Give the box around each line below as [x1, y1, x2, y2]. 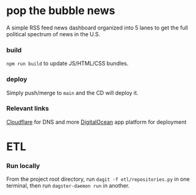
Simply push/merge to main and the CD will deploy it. [6, 89, 139, 96]
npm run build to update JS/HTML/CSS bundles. [6, 59, 129, 67]
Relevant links [6, 104, 49, 113]
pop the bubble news [6, 4, 115, 18]
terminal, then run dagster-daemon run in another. [6, 182, 130, 189]
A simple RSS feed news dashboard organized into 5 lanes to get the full [6, 24, 188, 31]
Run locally [6, 161, 40, 170]
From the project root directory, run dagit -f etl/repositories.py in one [6, 175, 191, 183]
